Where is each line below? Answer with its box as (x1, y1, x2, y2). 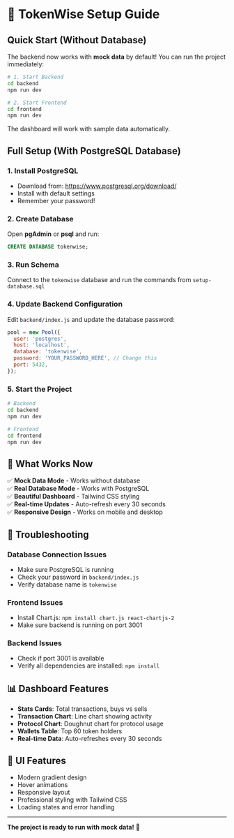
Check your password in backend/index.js (17, 573, 139, 581)
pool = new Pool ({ (7, 328, 61, 336)
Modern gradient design (17, 773, 87, 781)
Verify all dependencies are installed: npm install (17, 661, 160, 670)
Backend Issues (7, 638, 63, 648)
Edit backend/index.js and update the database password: (7, 315, 175, 323)
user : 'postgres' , (13, 335, 68, 342)
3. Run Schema (7, 260, 59, 270)
